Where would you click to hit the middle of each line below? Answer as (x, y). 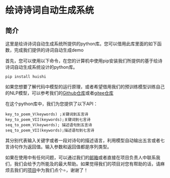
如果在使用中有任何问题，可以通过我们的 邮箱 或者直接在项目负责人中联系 (80, 158)
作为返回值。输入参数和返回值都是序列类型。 (65, 147)
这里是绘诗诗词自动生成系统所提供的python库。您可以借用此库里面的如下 (81, 44)
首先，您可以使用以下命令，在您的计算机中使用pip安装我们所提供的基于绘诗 (84, 61)
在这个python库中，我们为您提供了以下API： (52, 104)
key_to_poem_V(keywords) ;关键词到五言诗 (47, 114)
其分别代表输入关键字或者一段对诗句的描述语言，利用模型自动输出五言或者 (83, 140)
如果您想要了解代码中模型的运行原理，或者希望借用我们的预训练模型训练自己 (85, 87)
